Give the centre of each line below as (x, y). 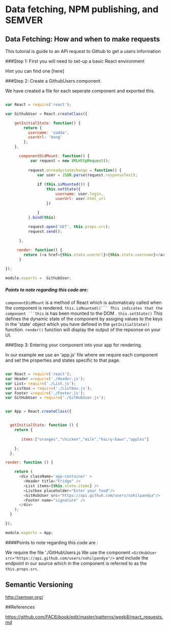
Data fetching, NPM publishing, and (82, 9)
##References (20, 607)
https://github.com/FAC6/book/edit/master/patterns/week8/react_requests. (84, 617)
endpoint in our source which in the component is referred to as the (76, 563)
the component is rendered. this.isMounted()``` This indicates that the (84, 308)
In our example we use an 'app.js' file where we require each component (82, 355)
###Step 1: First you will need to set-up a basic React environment (75, 61)
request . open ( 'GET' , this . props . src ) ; (69, 227)
